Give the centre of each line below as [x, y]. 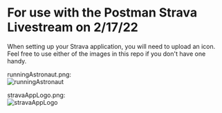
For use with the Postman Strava [102, 13]
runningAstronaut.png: [39, 74]
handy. [17, 61]
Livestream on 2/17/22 [73, 27]
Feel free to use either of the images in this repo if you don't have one [107, 54]
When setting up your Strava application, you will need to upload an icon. [111, 46]
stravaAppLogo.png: [36, 95]
